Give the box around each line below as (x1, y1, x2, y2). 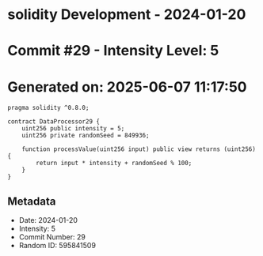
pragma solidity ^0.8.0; (7, 104, 90, 112)
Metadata (7, 194, 56, 208)
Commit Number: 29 (18, 232, 86, 242)
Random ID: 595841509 (18, 241, 97, 250)
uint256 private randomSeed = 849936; (21, 132, 150, 140)
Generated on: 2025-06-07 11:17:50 (7, 77, 247, 96)
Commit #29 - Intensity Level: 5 (7, 42, 219, 60)
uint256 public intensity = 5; (21, 125, 125, 133)
